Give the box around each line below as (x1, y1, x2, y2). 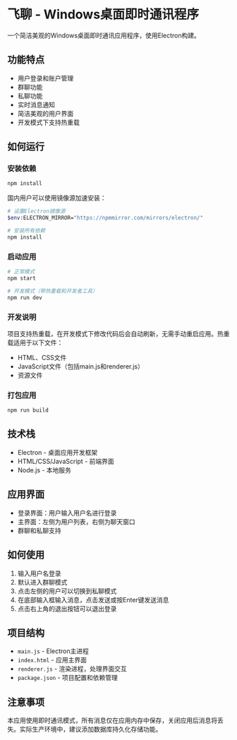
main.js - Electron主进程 (17, 647, 90, 655)
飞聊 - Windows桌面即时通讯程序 (7, 6, 200, 23)
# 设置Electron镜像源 (7, 208, 66, 215)
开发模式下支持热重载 (17, 118, 80, 126)
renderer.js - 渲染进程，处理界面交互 (17, 664, 127, 673)
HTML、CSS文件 (17, 353, 67, 362)
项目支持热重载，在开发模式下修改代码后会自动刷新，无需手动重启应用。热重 (7, 329, 230, 338)
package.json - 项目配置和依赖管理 (17, 674, 119, 682)
